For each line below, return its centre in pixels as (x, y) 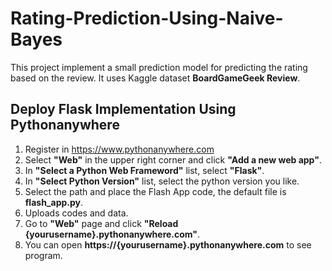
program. (43, 255)
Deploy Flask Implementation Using (123, 109)
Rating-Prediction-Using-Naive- (147, 18)
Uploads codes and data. (76, 213)
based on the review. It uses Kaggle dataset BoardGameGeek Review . (155, 78)
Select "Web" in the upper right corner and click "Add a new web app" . (173, 159)
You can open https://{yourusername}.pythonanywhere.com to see (168, 244)
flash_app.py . (54, 202)
